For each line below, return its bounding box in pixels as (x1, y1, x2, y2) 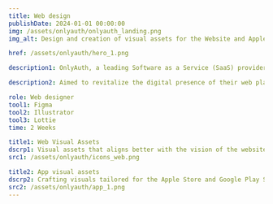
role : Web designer (8, 93, 75, 102)
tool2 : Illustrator (8, 108, 75, 116)
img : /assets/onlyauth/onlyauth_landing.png (8, 27, 162, 35)
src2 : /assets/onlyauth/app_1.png (8, 183, 126, 191)
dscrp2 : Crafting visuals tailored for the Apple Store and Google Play (8, 176, 260, 184)
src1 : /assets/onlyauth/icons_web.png (8, 154, 140, 162)
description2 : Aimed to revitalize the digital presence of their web (8, 79, 253, 87)
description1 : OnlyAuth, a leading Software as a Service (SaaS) (8, 64, 234, 72)
